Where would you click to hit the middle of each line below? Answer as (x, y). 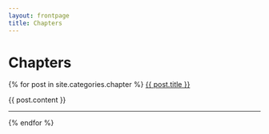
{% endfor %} (31, 123)
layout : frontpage (39, 16)
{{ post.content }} (37, 100)
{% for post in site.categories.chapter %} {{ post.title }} (99, 85)
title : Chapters (35, 23)
